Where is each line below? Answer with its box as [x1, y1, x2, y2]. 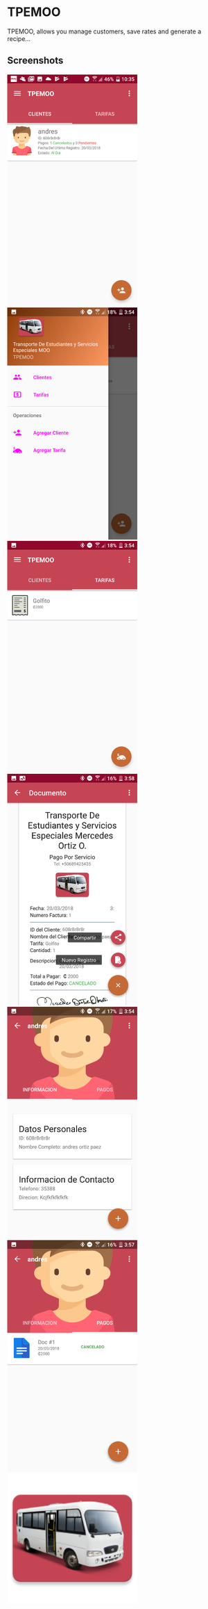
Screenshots [7, 55, 64, 67]
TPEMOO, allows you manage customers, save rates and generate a [7, 27, 202, 35]
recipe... [7, 34, 31, 42]
